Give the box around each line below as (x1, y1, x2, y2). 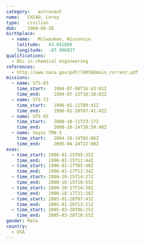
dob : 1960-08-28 (6, 25, 54, 31)
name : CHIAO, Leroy (6, 14, 60, 20)
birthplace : (6, 31, 35, 37)
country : (6, 223, 28, 229)
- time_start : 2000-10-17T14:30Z (11, 185, 94, 191)
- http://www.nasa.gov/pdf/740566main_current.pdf (11, 69, 139, 75)
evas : (6, 146, 19, 152)
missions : (6, 75, 31, 81)
